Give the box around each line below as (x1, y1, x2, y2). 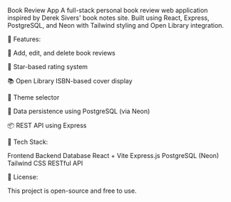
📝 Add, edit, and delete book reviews (7, 49, 115, 57)
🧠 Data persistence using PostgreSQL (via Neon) (7, 107, 150, 115)
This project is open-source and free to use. (7, 186, 137, 195)
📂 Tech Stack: (7, 138, 48, 146)
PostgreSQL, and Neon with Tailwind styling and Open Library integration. (7, 21, 225, 29)
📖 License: (7, 173, 38, 181)
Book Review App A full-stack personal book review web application (7, 6, 208, 14)
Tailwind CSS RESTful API (7, 159, 83, 167)
